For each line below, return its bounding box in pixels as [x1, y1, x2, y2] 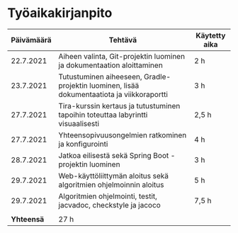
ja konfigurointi [58, 139, 108, 149]
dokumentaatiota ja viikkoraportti [58, 89, 168, 99]
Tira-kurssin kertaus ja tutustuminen [58, 101, 181, 110]
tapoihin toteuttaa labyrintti [58, 110, 148, 120]
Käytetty [195, 30, 226, 40]
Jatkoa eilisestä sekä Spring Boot [58, 150, 169, 160]
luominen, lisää [89, 80, 140, 90]
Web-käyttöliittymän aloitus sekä [58, 171, 169, 181]
